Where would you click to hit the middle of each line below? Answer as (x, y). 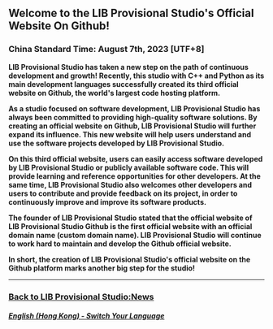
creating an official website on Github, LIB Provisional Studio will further (132, 126)
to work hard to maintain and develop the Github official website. (120, 244)
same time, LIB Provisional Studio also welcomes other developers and (130, 184)
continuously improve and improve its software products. (108, 201)
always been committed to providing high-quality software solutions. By (133, 117)
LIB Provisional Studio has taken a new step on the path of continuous (129, 67)
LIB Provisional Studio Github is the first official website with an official (130, 226)
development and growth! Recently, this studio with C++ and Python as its (136, 76)
